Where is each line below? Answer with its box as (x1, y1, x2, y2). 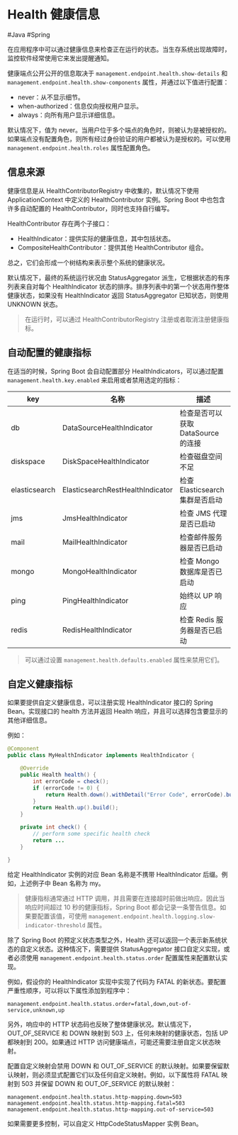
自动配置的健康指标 (7, 347, 91, 359)
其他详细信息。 (7, 716, 51, 724)
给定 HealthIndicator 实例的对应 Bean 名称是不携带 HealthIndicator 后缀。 (7, 870, 222, 878)
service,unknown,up (7, 1007, 65, 1014)
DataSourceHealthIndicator (62, 423, 154, 433)
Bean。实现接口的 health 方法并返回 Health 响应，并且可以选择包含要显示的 (7, 707, 228, 716)
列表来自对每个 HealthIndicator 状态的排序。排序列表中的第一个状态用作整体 (7, 282, 229, 291)
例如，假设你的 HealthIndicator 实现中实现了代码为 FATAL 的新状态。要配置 (7, 977, 227, 986)
